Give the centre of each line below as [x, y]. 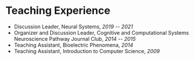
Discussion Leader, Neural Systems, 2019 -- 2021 [73, 27]
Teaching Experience [58, 11]
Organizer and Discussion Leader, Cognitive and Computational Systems [101, 32]
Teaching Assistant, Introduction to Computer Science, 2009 [87, 51]
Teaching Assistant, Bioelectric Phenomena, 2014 [74, 45]
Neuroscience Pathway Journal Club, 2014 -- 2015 [75, 39]
